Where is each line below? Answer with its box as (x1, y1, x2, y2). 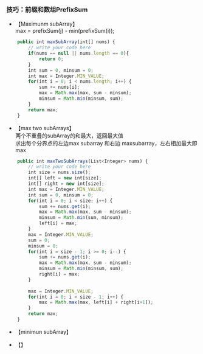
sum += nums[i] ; (38, 84, 80, 91)
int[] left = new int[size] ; (28, 175, 102, 181)
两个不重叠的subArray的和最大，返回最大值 (15, 132, 123, 139)
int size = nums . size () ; (28, 169, 91, 176)
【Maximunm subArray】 (15, 20, 78, 28)
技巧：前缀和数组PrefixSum (6, 5, 88, 13)
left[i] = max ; (38, 220, 78, 226)
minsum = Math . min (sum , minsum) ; (38, 215, 123, 221)
